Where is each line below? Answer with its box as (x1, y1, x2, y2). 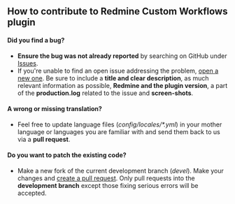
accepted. (17, 189, 47, 197)
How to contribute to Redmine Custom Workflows (7, 6, 228, 17)
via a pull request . (17, 135, 71, 143)
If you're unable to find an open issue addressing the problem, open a (17, 66, 219, 75)
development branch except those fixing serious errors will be (17, 182, 199, 189)
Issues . (17, 59, 38, 67)
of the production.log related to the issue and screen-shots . (17, 89, 194, 97)
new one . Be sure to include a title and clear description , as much (17, 73, 209, 82)
